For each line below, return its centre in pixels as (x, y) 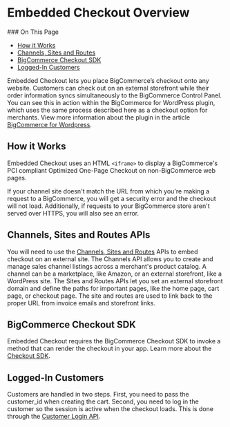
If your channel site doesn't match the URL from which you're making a (108, 191)
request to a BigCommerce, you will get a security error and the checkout (112, 198)
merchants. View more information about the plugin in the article (99, 117)
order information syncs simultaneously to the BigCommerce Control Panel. (115, 95)
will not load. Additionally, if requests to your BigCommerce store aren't (109, 206)
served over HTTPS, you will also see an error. (73, 213)
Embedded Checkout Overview (98, 13)
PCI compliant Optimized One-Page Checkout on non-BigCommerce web (112, 170)
